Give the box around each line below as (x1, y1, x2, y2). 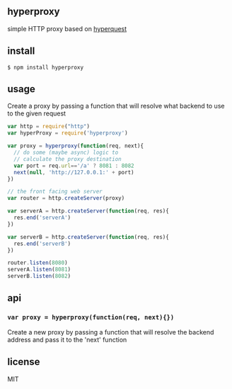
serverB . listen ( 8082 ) (7, 273, 71, 280)
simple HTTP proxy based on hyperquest (7, 24, 127, 33)
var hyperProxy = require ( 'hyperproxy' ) (7, 130, 129, 137)
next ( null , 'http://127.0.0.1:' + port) (13, 169, 134, 176)
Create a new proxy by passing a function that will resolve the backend (7, 327, 214, 336)
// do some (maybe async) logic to (13, 149, 119, 157)
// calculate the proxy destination (13, 155, 122, 162)
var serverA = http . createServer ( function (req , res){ (7, 208, 170, 215)
